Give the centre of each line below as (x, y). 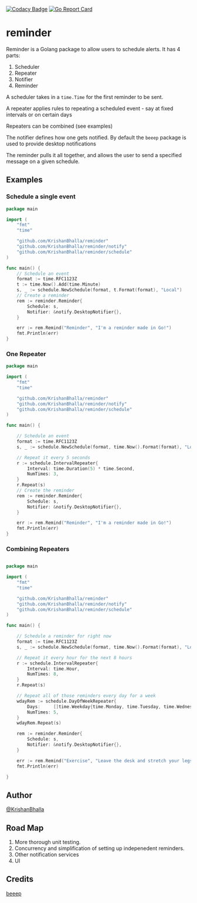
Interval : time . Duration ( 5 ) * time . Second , (81, 469)
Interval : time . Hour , (54, 669)
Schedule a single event (41, 197)
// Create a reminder (43, 296)
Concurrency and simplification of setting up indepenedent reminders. (99, 848)
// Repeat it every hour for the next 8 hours (74, 658)
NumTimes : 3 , (43, 474)
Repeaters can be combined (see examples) (60, 126)
